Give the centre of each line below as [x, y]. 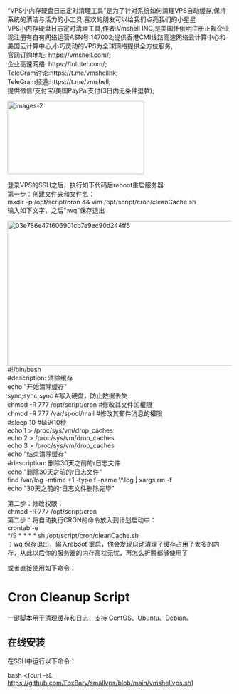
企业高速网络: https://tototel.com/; [57, 64]
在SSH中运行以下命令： [42, 661]
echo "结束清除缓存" [37, 454]
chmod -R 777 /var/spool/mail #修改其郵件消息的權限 [85, 413]
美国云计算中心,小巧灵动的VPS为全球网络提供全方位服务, [90, 46]
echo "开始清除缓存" [37, 387]
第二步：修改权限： [36, 503]
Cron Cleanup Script [69, 597]
